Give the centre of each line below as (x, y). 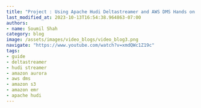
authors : (17, 23)
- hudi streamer (26, 67)
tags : (13, 51)
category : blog (25, 34)
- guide (16, 56)
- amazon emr (23, 90)
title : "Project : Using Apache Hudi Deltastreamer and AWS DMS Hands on (101, 12)
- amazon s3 (21, 85)
